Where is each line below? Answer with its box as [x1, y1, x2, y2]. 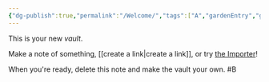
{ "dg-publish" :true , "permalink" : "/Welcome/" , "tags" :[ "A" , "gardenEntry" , [8, 11, 256, 20]
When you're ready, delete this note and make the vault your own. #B [8, 64, 237, 74]
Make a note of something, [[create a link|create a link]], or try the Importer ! [8, 49, 259, 58]
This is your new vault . [8, 33, 83, 43]
